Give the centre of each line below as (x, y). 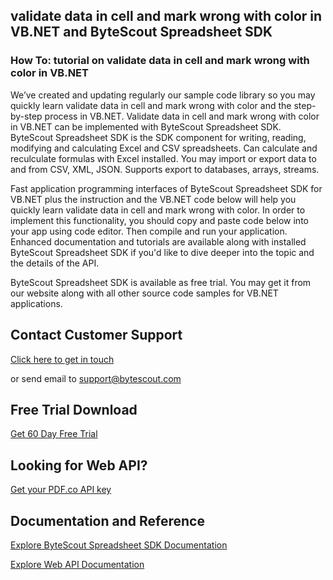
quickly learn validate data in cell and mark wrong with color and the (151, 105)
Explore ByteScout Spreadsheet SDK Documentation (119, 545)
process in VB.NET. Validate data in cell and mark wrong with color (182, 116)
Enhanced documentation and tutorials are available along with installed (158, 241)
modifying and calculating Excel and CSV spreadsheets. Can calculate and (164, 148)
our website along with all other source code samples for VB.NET (144, 293)
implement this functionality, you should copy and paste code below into (159, 220)
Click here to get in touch (62, 359)
